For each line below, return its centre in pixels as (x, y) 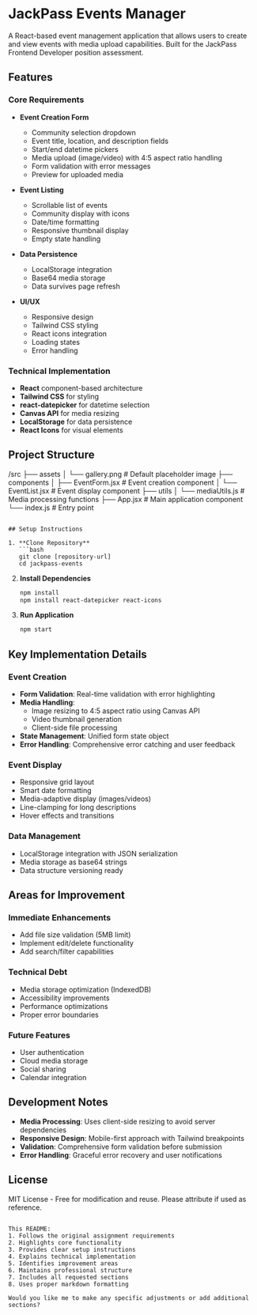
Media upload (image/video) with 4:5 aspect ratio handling (127, 157)
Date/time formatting (65, 221)
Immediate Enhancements (60, 917)
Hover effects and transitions (67, 816)
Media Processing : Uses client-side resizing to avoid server (117, 1121)
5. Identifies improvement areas (63, 1263)
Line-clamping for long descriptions (78, 807)
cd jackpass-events (51, 563)
